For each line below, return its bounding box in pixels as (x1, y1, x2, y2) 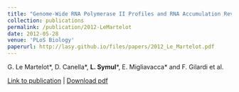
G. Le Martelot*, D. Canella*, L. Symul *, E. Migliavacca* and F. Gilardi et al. (7, 63, 224, 71)
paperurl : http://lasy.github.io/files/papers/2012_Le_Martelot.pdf (7, 43, 215, 50)
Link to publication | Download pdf (7, 76, 108, 85)
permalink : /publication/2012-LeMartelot (7, 23, 132, 30)
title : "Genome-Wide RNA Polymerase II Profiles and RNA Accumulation (7, 10, 221, 18)
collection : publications (7, 17, 84, 24)
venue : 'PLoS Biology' (7, 37, 75, 44)
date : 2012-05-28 (7, 30, 59, 38)
